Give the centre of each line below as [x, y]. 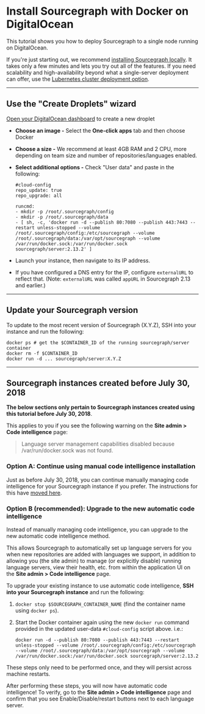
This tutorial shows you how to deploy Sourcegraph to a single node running [102, 41]
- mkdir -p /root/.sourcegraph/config [64, 212]
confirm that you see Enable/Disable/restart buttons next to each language [100, 699]
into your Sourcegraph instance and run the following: [75, 592]
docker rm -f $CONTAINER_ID [42, 353]
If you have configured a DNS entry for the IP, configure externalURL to [104, 272]
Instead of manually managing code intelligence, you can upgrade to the [97, 529]
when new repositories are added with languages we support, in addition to [101, 554]
